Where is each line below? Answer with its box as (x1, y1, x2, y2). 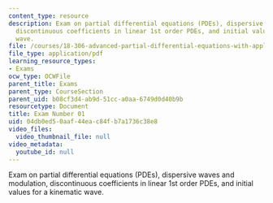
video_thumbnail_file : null (15, 132, 111, 140)
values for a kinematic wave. (8, 188, 104, 197)
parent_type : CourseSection (8, 87, 104, 96)
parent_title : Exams (8, 80, 79, 88)
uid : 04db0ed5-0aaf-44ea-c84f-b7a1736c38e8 (8, 118, 158, 126)
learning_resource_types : (8, 58, 96, 66)
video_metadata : (8, 140, 63, 149)
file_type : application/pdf (8, 50, 104, 58)
